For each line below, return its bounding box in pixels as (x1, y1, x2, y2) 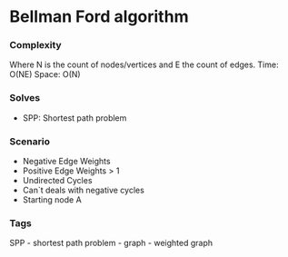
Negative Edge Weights (22, 156, 111, 167)
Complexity (9, 39, 62, 52)
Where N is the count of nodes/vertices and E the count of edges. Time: (9, 59, 279, 70)
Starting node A (22, 194, 82, 205)
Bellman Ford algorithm (9, 6, 189, 27)
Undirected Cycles (22, 175, 93, 186)
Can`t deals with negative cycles (22, 184, 145, 196)
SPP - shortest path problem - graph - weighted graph (9, 238, 214, 249)
